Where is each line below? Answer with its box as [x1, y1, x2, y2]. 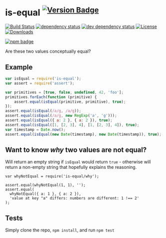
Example [5, 63, 33, 71]
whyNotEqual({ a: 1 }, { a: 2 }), [9, 191, 81, 196]
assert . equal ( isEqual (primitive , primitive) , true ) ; [14, 99, 126, 104]
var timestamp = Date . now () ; [5, 127, 66, 132]
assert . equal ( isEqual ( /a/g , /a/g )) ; [5, 108, 81, 114]
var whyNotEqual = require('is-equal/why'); [5, 174, 99, 179]
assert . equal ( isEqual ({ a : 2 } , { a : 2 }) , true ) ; [5, 118, 113, 123]
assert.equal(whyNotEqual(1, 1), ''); [5, 183, 86, 188]
